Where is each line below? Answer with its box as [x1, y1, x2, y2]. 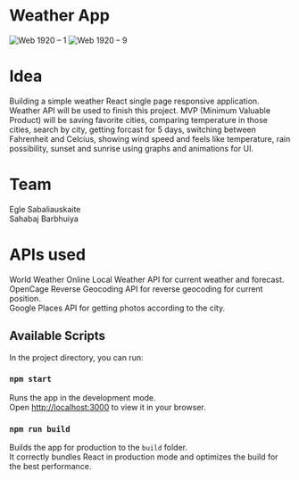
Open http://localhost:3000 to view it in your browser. [9, 401, 207, 412]
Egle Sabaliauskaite [9, 203, 81, 214]
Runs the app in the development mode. [9, 392, 156, 402]
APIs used [9, 244, 87, 264]
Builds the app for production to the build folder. [9, 443, 188, 453]
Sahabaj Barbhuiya [9, 213, 79, 224]
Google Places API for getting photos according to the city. [9, 302, 226, 313]
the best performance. [9, 461, 92, 472]
